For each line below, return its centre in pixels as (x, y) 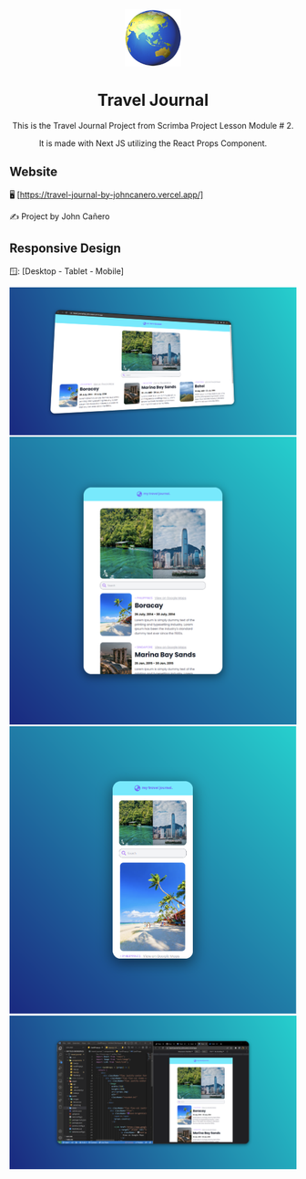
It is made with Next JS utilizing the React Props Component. (153, 143)
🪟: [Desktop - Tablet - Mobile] (67, 271)
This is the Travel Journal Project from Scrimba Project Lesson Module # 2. (153, 125)
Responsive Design (65, 249)
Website (33, 172)
